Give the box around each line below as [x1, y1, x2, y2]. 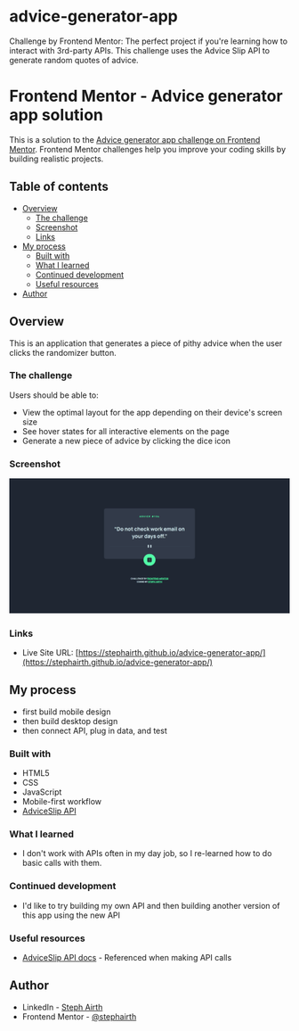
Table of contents [9, 179, 109, 194]
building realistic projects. [9, 153, 104, 164]
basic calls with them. [21, 858, 102, 869]
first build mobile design [21, 706, 111, 717]
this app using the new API [21, 910, 121, 920]
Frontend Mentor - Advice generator [9, 87, 283, 106]
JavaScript [21, 787, 62, 797]
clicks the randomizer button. [9, 347, 117, 358]
